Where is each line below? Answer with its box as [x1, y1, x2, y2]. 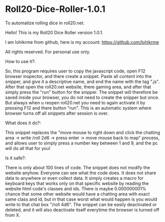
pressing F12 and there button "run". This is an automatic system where [5, 105, 152, 111]
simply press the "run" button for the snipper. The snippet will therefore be [5, 89, 158, 95]
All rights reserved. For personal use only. [5, 49, 91, 55]
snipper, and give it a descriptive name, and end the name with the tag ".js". [5, 78, 160, 84]
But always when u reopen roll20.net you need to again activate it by [5, 99, 146, 105]
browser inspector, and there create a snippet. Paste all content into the [5, 73, 152, 79]
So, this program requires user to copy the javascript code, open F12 [5, 68, 146, 74]
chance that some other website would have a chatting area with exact [5, 191, 150, 197]
